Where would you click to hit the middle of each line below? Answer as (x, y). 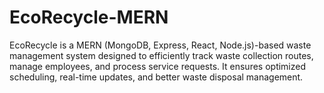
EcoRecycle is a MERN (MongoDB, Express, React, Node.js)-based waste (160, 45)
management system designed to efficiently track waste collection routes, (161, 55)
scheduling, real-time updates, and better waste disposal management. (156, 77)
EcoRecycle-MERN (89, 17)
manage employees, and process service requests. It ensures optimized (158, 66)
